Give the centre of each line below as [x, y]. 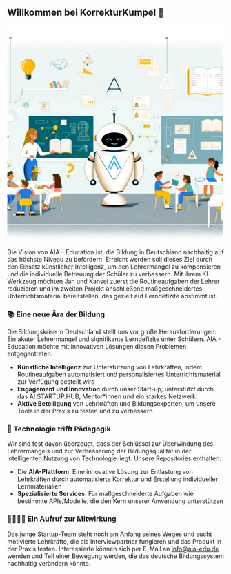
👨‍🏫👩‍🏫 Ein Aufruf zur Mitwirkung [62, 519]
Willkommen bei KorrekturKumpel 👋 [86, 13]
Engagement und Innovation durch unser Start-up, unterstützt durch [115, 389]
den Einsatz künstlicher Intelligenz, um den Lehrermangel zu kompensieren [114, 267]
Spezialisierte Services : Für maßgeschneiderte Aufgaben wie [106, 494]
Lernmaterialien [39, 486]
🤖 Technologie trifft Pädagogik [59, 429]
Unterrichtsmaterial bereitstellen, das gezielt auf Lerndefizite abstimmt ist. [112, 296]
